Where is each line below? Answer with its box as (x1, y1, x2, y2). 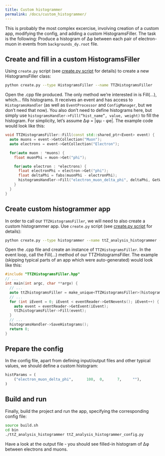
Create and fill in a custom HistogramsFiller (5, 55, 140, 63)
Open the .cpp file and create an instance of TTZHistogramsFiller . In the (5, 246, 151, 253)
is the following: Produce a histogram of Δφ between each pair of (5, 35, 137, 42)
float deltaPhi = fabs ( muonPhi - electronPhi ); (18, 173, 118, 178)
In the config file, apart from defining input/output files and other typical (5, 358, 151, 364)
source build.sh (5, 423, 38, 428)
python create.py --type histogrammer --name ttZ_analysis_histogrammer (5, 238, 157, 243)
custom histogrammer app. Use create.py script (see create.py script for (5, 223, 153, 229)
